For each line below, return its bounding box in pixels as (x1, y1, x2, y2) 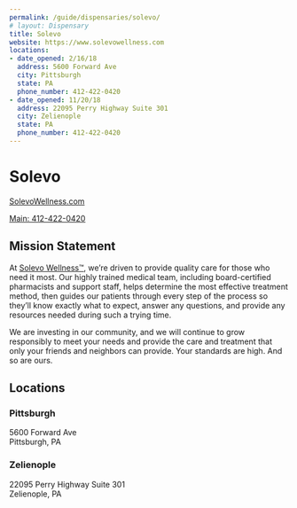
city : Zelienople (17, 112, 82, 121)
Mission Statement (9, 238, 116, 254)
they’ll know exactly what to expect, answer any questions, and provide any (9, 300, 285, 310)
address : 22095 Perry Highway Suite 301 (17, 104, 168, 113)
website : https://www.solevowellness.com (9, 37, 165, 47)
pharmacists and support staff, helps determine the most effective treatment (9, 281, 288, 292)
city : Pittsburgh (17, 71, 82, 80)
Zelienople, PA (9, 488, 62, 499)
